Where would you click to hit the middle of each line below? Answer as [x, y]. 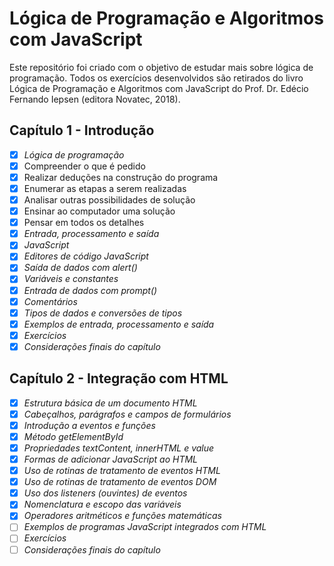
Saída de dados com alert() [80, 268]
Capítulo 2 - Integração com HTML [119, 378]
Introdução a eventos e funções [89, 425]
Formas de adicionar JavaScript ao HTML [111, 459]
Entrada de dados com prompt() [90, 290]
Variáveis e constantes [71, 279]
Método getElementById [73, 436]
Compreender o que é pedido [84, 166]
